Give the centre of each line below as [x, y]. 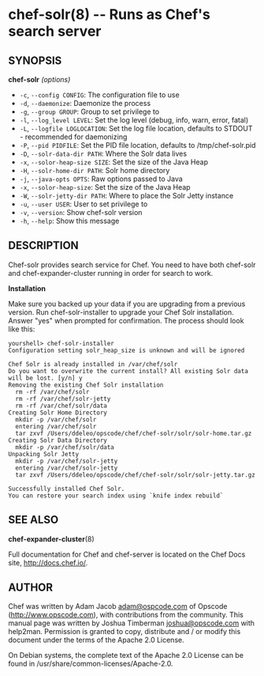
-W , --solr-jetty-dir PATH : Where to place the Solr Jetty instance [126, 196]
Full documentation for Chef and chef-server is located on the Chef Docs [127, 554]
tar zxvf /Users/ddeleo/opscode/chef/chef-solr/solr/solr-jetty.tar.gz [136, 475]
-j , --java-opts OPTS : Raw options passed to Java [101, 179]
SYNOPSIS [35, 60]
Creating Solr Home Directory [58, 413]
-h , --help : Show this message [69, 221]
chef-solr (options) [39, 79]
